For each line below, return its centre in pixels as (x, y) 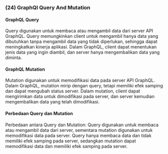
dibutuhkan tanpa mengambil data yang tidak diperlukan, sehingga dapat (81, 41)
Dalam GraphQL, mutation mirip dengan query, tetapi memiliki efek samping (84, 86)
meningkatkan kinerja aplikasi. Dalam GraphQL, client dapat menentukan (81, 47)
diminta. (14, 58)
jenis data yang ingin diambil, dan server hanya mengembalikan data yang (82, 53)
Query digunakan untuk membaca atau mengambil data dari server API (79, 31)
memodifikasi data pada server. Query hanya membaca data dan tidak (78, 135)
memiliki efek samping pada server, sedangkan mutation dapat (71, 141)
